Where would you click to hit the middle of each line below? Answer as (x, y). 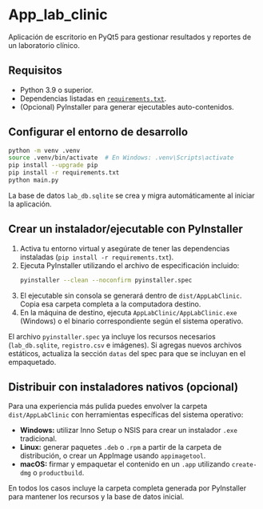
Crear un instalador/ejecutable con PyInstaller (126, 229)
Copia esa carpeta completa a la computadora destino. (110, 304)
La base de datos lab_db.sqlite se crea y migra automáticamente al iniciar (131, 195)
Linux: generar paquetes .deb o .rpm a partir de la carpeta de (121, 447)
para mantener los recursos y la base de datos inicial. (96, 497)
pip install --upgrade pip (53, 166)
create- (244, 465)
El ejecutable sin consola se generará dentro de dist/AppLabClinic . (131, 295)
